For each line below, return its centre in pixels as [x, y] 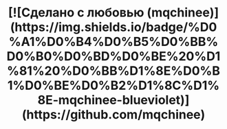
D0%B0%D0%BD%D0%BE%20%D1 [113, 57]
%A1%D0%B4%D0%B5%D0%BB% [113, 42]
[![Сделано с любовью [76, 13]
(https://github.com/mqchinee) [113, 115]
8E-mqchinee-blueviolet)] [113, 100]
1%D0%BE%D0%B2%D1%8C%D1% [113, 85]
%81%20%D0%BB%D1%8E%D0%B [113, 71]
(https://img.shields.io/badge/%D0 [113, 27]
